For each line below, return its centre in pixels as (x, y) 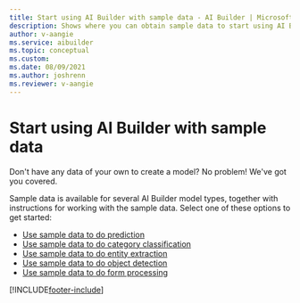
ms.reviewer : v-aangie (51, 84)
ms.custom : (29, 59)
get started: (30, 217)
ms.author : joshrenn (48, 76)
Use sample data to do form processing (95, 272)
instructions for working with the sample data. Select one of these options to (150, 208)
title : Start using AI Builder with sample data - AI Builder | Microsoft (151, 17)
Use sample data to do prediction (83, 234)
